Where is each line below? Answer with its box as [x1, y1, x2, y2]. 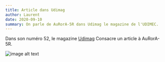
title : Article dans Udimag [5, 7, 65, 13]
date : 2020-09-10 [5, 17, 42, 22]
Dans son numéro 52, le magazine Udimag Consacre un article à [5, 36, 141, 42]
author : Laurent [5, 12, 40, 17]
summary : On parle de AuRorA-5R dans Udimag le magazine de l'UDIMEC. [5, 21, 159, 27]
